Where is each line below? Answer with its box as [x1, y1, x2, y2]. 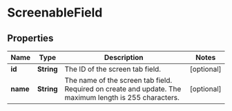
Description [104, 53, 144, 62]
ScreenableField [7, 5, 103, 21]
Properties [7, 32, 54, 44]
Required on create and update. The [64, 84, 182, 94]
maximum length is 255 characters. [64, 93, 180, 102]
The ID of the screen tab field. [64, 64, 161, 74]
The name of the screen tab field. [64, 76, 173, 85]
